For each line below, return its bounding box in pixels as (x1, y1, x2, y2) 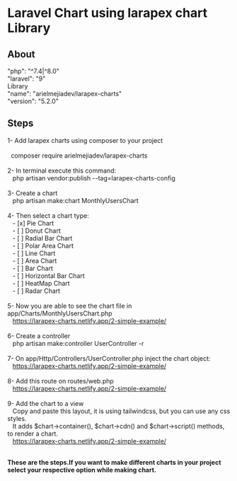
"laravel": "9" (7, 74, 46, 83)
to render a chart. (7, 429, 59, 438)
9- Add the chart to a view (7, 399, 84, 407)
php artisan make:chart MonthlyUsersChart (12, 196, 139, 204)
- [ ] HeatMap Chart (12, 279, 70, 287)
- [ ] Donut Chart (12, 226, 62, 235)
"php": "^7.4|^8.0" (7, 67, 60, 75)
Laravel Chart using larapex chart (7, 5, 207, 21)
